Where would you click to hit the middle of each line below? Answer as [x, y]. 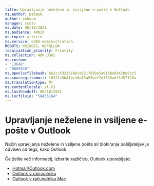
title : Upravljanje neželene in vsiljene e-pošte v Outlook [67, 10]
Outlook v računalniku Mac [39, 179]
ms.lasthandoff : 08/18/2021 [34, 92]
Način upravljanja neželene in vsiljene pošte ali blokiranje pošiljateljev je [77, 144]
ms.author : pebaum [24, 14]
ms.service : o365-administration [39, 42]
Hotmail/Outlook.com [33, 168]
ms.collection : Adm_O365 [30, 55]
